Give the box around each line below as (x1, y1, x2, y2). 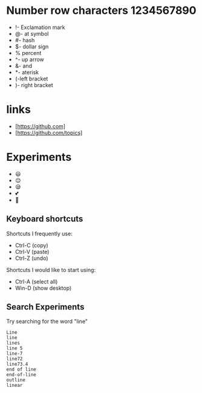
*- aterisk (15, 68, 39, 76)
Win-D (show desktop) (15, 284, 72, 291)
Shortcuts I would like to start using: (6, 266, 96, 273)
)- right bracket (15, 81, 53, 88)
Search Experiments (6, 302, 85, 312)
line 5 (6, 345, 23, 351)
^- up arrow (15, 56, 44, 63)
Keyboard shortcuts (6, 214, 83, 224)
